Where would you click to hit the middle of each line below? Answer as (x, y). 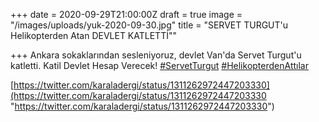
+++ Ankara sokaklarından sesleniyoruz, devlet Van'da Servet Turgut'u (156, 55)
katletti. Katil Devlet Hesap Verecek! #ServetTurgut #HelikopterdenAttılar (159, 65)
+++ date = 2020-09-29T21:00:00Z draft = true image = (126, 14)
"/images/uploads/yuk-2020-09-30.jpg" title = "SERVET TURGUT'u (149, 25)
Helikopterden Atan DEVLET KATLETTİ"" (93, 35)
